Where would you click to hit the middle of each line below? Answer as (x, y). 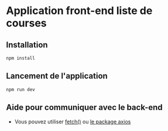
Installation (27, 45)
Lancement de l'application (57, 76)
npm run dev (20, 89)
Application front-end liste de (79, 11)
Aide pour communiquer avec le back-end (84, 107)
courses (26, 23)
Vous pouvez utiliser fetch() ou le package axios (73, 122)
